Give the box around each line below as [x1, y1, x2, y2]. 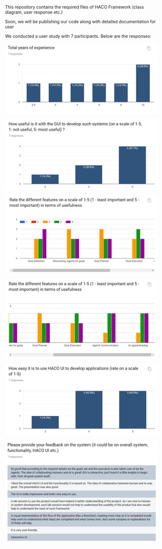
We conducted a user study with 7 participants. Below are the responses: [5, 34, 151, 39]
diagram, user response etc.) [5, 9, 63, 15]
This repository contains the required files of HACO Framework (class [5, 4, 144, 10]
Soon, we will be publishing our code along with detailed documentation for [5, 19, 156, 24]
